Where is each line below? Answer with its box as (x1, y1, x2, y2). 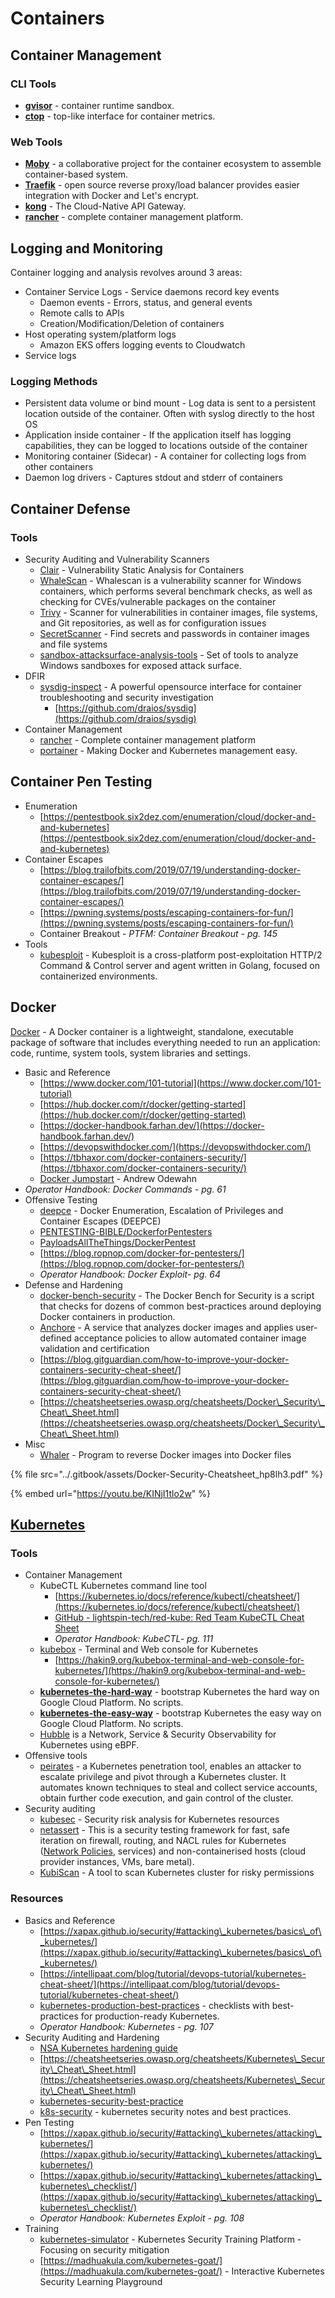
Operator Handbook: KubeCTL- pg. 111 (54, 1633, 214, 1645)
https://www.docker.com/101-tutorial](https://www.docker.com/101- (43, 1077, 322, 1089)
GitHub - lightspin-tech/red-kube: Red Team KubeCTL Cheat (54, 1612, 305, 1624)
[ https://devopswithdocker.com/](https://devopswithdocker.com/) (39, 1140, 312, 1152)
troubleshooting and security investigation (39, 691, 214, 703)
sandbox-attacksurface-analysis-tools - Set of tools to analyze (39, 648, 299, 661)
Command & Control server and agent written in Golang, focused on (39, 959, 320, 971)
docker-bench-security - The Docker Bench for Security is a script (39, 1289, 315, 1301)
